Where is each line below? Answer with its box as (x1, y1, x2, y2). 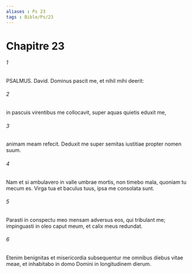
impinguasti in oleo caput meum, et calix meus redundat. (6, 223, 143, 230)
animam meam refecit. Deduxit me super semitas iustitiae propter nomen (6, 140, 181, 147)
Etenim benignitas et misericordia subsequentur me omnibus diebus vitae (6, 254, 183, 261)
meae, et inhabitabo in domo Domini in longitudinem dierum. (6, 260, 152, 267)
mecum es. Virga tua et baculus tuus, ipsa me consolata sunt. (6, 184, 155, 191)
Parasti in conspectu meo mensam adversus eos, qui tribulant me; (6, 216, 166, 223)
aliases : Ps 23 (6, 8, 46, 15)
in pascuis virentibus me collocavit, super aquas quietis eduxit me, (6, 109, 167, 116)
